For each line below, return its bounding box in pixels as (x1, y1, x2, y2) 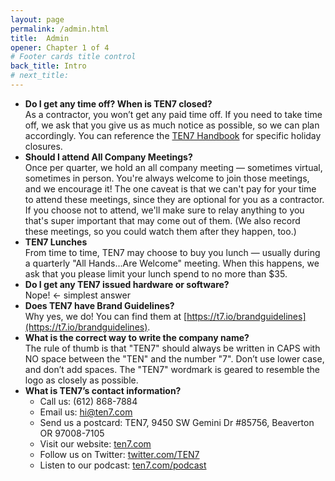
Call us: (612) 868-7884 (39, 395, 138, 407)
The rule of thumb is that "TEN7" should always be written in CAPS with (24, 342, 321, 354)
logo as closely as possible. (24, 374, 139, 386)
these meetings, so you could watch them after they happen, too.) (24, 225, 297, 237)
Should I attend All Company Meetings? (24, 151, 193, 163)
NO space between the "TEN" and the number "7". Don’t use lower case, (24, 352, 325, 365)
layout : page (10, 14, 65, 25)
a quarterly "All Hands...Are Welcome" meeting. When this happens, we (24, 257, 320, 269)
